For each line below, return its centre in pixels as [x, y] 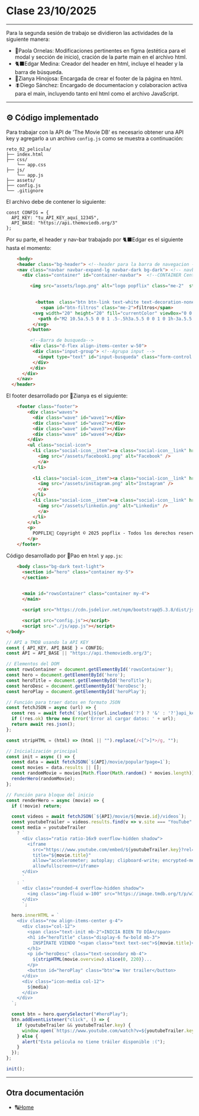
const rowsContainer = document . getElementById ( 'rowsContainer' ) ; [90, 670]
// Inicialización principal [42, 751]
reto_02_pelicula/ [29, 149]
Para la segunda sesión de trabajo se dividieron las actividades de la [90, 33]
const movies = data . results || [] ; [57, 768]
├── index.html [25, 154]
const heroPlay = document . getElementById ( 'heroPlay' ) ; [76, 691]
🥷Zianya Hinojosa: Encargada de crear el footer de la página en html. [99, 78]
